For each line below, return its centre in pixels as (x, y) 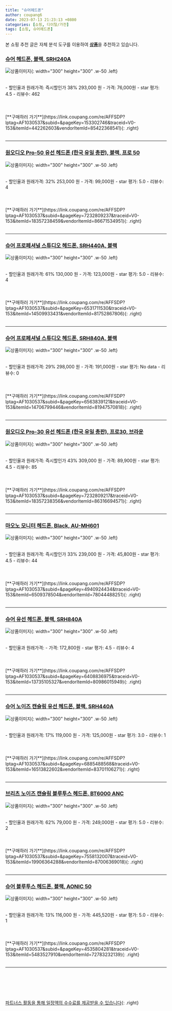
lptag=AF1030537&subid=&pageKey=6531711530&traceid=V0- (71, 308)
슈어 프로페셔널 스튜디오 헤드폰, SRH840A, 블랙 (61, 338)
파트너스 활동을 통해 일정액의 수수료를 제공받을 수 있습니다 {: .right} (72, 1003)
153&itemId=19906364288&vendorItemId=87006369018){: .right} (74, 862)
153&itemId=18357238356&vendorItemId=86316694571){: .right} (73, 501)
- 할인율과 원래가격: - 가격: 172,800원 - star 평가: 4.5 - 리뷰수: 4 (70, 648)
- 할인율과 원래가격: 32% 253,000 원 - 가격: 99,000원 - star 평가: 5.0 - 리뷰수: (85, 181)
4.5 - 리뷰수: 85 (21, 467)
